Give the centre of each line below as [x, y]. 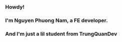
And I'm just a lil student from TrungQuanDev [61, 33]
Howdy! [15, 7]
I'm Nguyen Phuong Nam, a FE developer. [56, 20]
